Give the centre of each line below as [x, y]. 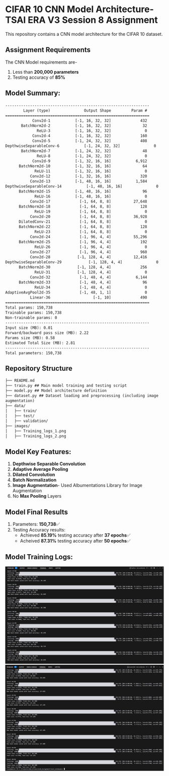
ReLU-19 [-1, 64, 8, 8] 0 [91, 211]
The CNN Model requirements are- [41, 62]
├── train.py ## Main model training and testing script [66, 386]
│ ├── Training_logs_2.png [36, 436]
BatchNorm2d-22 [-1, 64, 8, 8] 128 [83, 227]
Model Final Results [36, 512]
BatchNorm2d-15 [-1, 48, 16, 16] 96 [83, 191]
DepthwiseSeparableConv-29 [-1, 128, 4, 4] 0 [82, 262]
